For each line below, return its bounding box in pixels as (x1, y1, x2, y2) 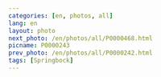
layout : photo (8, 26, 56, 34)
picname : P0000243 (8, 42, 70, 50)
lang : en (8, 19, 38, 27)
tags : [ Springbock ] (8, 57, 74, 65)
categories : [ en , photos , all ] (8, 11, 114, 20)
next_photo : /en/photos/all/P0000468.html (8, 34, 153, 43)
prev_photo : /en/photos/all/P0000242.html (8, 49, 153, 57)
